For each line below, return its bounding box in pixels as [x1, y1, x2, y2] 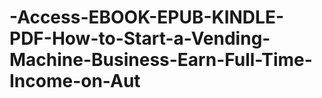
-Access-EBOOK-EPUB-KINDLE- [9, 6, 285, 29]
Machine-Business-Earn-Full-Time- [9, 49, 313, 71]
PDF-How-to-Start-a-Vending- [9, 27, 271, 50]
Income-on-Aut [9, 70, 141, 93]
